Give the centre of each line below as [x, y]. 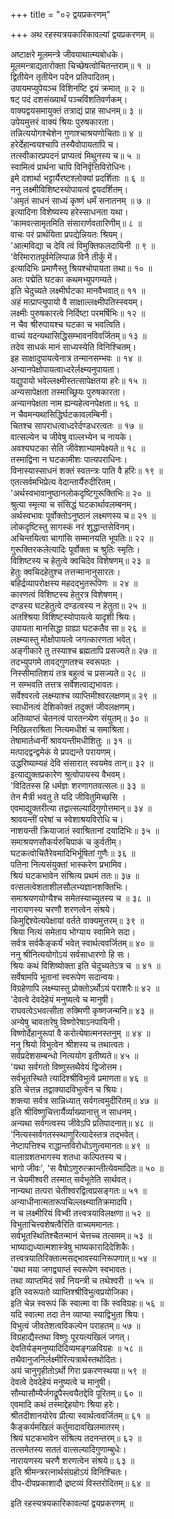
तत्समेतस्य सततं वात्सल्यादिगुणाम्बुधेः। [68, 1449]
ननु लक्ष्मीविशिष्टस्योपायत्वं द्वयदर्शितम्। [69, 189]
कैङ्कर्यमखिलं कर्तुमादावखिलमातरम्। [68, 1427]
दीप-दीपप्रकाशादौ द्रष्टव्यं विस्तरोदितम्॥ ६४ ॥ [80, 1483]
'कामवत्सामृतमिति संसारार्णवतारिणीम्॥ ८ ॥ [76, 223]
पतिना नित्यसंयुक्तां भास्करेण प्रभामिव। [69, 864]
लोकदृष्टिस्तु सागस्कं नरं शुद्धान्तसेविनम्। [73, 527]
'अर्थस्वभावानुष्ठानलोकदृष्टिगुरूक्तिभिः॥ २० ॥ [80, 493]
